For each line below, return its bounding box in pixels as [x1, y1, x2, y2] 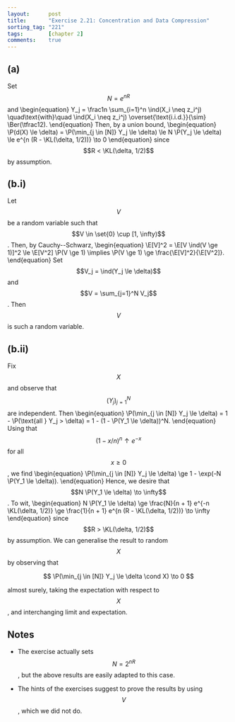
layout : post [7, 10, 61, 18]
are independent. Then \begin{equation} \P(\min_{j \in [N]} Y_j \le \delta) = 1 [7, 409, 228, 417]
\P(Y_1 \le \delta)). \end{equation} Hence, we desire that [7, 477, 170, 485]
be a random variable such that [7, 219, 98, 227]
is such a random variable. [7, 322, 85, 331]
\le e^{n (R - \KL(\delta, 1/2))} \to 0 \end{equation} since [7, 135, 170, 144]
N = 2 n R [112, 658, 135, 668]
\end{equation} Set [7, 256, 64, 264]
